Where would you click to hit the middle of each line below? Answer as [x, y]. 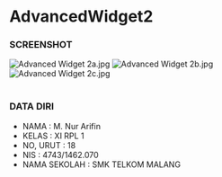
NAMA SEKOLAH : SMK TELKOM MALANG [102, 164]
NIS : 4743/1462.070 [60, 155]
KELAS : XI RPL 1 [53, 136]
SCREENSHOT [41, 45]
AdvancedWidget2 [81, 17]
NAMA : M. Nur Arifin [62, 126]
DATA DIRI [32, 107]
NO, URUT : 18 [49, 145]
